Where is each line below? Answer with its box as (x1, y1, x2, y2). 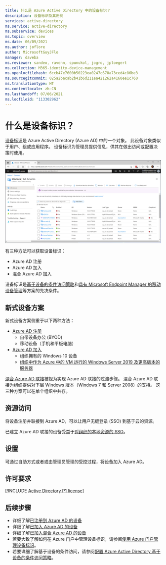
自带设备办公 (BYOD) (19, 334, 63, 340)
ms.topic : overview (5, 34, 45, 39)
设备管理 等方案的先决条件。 (5, 288, 62, 294)
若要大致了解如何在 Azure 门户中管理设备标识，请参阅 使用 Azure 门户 (12, 536, 154, 542)
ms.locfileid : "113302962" (5, 97, 61, 102)
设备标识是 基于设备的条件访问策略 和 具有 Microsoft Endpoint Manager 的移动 (5, 281, 161, 287)
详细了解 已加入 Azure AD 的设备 (12, 524, 78, 530)
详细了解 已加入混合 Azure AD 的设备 (12, 530, 86, 536)
